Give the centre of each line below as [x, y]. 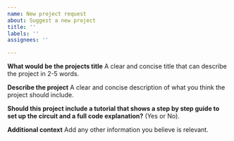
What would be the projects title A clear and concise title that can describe [117, 66]
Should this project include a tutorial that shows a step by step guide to [113, 109]
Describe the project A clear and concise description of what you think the [116, 87]
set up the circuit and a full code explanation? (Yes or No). [93, 116]
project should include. [41, 95]
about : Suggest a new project [52, 20]
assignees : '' [28, 40]
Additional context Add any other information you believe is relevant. [108, 130]
